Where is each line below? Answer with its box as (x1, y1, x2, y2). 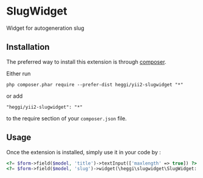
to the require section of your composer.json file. (6, 114, 127, 122)
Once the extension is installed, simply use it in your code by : (6, 148, 161, 156)
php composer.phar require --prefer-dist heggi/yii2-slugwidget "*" (6, 81, 184, 87)
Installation (6, 42, 50, 52)
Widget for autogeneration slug (6, 24, 84, 32)
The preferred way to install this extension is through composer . (6, 58, 167, 65)
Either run (6, 70, 31, 77)
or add (6, 92, 23, 100)
